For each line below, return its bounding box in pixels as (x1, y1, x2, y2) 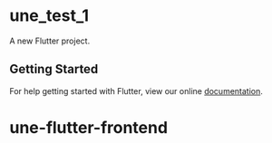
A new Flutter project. (9, 35, 91, 46)
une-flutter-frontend (9, 117, 169, 138)
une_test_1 (9, 5, 89, 26)
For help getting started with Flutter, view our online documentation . (9, 85, 263, 96)
